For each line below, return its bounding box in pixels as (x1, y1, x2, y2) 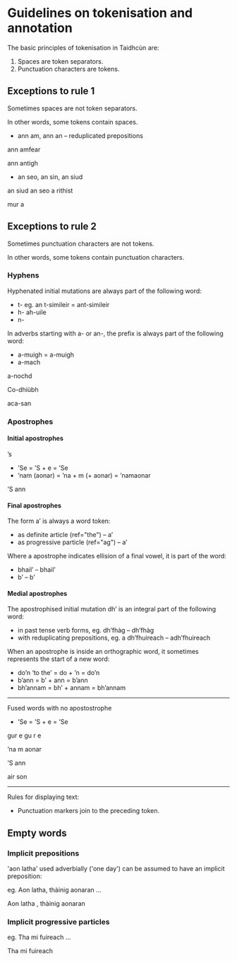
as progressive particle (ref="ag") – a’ (17, 538, 128, 546)
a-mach (17, 357, 41, 366)
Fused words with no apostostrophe (7, 704, 112, 713)
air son (7, 773, 28, 781)
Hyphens (7, 270, 39, 280)
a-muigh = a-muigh (17, 350, 75, 359)
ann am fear (7, 145, 41, 154)
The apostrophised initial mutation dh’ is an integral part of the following (7, 605, 217, 614)
